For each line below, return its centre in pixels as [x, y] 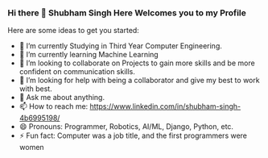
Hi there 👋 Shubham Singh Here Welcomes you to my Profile [127, 13]
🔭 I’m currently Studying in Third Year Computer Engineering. [121, 46]
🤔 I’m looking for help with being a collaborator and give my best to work [139, 81]
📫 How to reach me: [54, 106]
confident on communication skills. [77, 72]
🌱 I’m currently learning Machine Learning [89, 55]
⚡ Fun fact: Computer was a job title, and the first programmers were [133, 135]
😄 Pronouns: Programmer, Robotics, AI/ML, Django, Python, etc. [126, 127]
